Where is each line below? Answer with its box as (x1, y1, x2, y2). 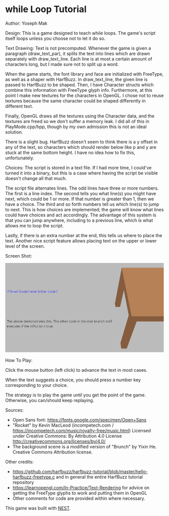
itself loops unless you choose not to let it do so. (5, 35, 106, 41)
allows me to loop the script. (5, 222, 64, 228)
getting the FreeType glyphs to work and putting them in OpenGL (12, 490, 147, 496)
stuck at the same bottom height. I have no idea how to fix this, (5, 149, 136, 155)
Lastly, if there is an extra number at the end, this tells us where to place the (5, 232, 162, 238)
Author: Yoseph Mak (5, 20, 48, 26)
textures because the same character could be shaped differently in (5, 97, 146, 104)
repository (12, 479, 34, 485)
